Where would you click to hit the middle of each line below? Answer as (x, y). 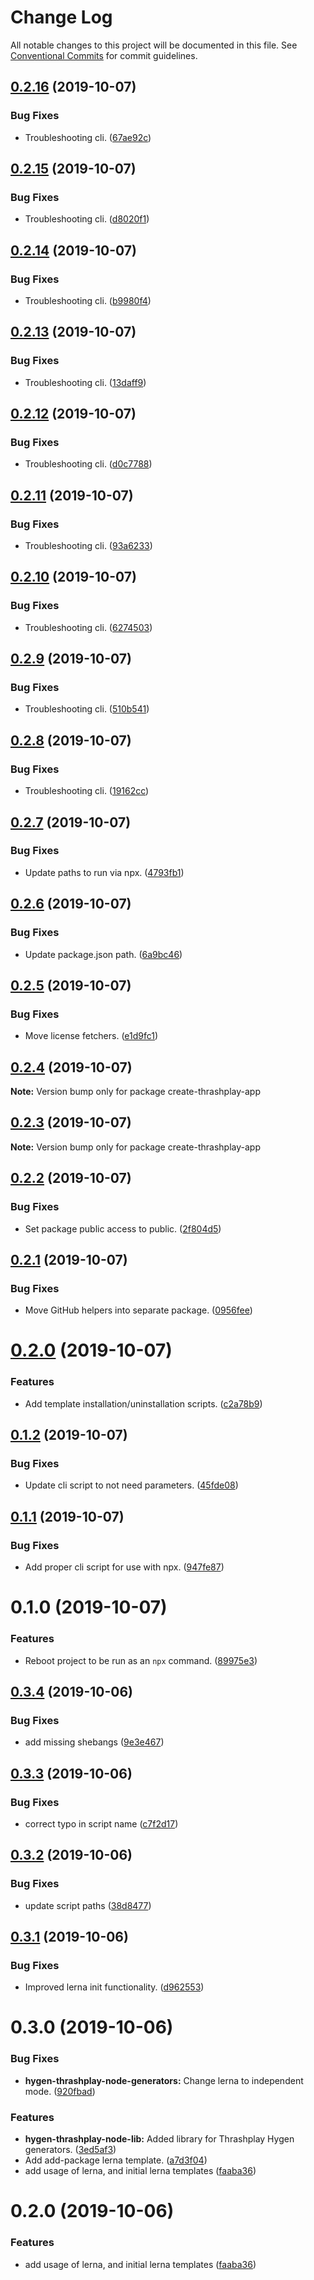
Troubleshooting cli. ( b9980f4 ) (88, 300)
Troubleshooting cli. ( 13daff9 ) (85, 382)
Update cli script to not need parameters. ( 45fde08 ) (131, 1485)
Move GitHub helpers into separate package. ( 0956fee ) (138, 1310)
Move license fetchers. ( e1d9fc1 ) (91, 1036)
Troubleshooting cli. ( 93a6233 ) (88, 546)
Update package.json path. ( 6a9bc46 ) (103, 954)
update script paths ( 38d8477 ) (88, 1905)
